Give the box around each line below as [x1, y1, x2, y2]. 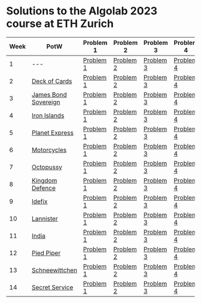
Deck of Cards [32, 76, 72, 85]
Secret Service [32, 283, 74, 291]
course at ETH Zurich [6, 17, 114, 30]
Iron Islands [32, 111, 65, 120]
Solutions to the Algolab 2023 [6, 4, 157, 18]
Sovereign [32, 97, 60, 106]
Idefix [32, 197, 48, 206]
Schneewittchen [32, 266, 78, 274]
